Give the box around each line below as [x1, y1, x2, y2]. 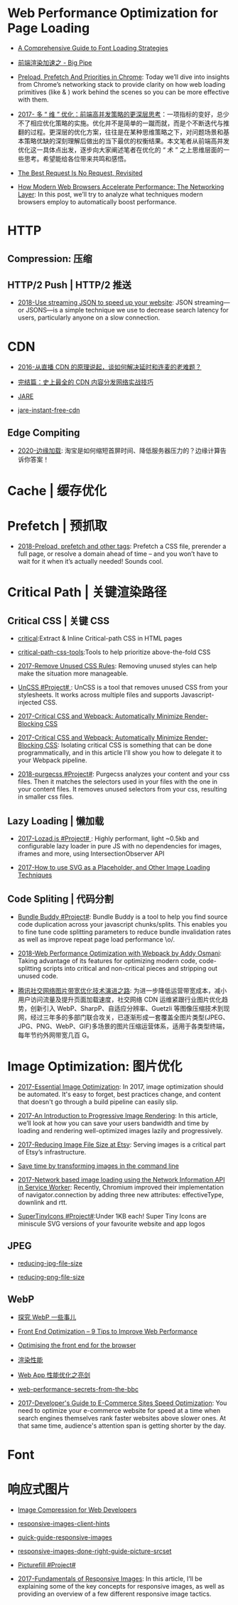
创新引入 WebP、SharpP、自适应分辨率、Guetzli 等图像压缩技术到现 [30, 1004, 230, 1012]
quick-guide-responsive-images [17, 1532, 112, 1542]
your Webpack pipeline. [17, 756, 87, 764]
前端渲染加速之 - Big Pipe [17, 58, 92, 67]
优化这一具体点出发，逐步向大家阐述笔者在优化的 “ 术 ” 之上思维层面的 [17, 145, 224, 154]
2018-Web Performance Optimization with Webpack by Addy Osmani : [17, 949, 222, 957]
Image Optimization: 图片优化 [7, 1058, 183, 1075]
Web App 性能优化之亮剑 [17, 1371, 91, 1379]
